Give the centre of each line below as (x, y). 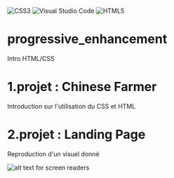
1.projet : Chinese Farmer (82, 87)
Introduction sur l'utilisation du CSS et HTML (72, 106)
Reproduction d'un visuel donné (53, 153)
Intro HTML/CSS (31, 58)
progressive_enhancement (87, 39)
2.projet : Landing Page (76, 135)
